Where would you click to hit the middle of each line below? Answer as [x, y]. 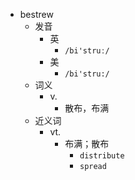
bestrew [36, 14]
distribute [102, 156]
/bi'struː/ [87, 51]
